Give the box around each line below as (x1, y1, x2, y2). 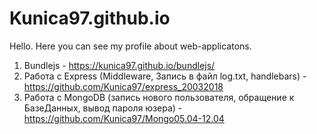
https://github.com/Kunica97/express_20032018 (23, 80, 224, 92)
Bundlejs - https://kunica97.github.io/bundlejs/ (23, 59, 216, 71)
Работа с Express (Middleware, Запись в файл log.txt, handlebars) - (23, 70, 307, 82)
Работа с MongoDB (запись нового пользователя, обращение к (23, 91, 295, 103)
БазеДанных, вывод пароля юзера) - (23, 102, 183, 114)
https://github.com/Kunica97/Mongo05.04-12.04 (23, 112, 225, 124)
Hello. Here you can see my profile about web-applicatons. (9, 40, 252, 52)
